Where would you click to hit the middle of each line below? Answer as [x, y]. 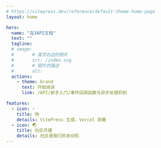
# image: [22, 49]
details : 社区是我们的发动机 [48, 136]
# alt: [27, 71]
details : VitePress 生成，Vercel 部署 [62, 120]
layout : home [22, 17]
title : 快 [28, 114]
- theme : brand [35, 82]
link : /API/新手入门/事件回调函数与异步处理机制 [74, 93]
